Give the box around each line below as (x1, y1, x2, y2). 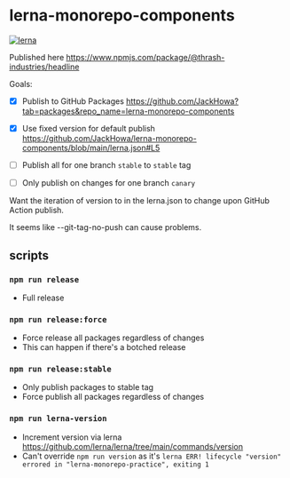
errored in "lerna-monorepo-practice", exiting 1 (21, 459, 210, 469)
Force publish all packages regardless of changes (21, 392, 205, 402)
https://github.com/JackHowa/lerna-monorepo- (21, 133, 197, 144)
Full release (21, 292, 65, 303)
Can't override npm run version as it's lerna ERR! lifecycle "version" (21, 450, 282, 461)
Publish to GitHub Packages (21, 95, 124, 107)
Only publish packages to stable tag (21, 382, 153, 393)
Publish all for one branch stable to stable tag (21, 160, 192, 171)
